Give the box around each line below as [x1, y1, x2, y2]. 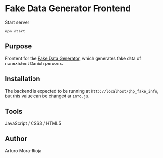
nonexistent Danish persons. [5, 60, 63, 66]
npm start [5, 29, 26, 33]
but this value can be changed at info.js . [5, 93, 90, 99]
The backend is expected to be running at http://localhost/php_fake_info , [5, 88, 159, 94]
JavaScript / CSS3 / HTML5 [5, 120, 62, 126]
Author [5, 134, 27, 143]
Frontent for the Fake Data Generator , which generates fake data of [5, 55, 141, 61]
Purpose [5, 42, 32, 51]
